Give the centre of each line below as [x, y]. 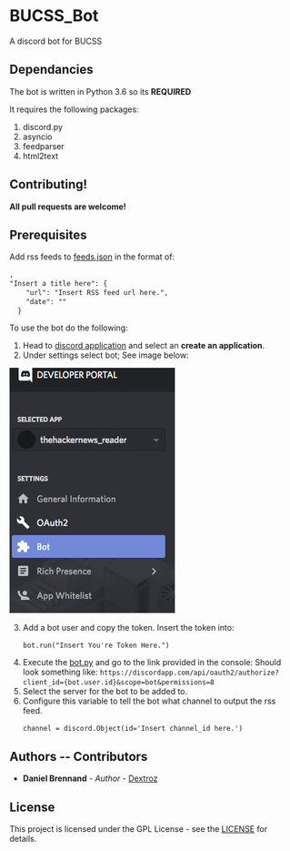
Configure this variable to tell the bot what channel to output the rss [149, 701]
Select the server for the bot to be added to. [105, 692]
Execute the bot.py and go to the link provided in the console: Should [152, 663]
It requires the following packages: [74, 109]
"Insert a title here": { [58, 284]
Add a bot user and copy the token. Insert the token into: [128, 628]
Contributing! [49, 184]
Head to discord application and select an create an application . [144, 346]
